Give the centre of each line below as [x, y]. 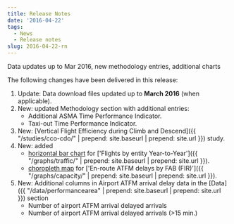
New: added [35, 146]
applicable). [35, 101]
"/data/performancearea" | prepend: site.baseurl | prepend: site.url [124, 191]
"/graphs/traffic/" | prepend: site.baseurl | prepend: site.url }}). [119, 161]
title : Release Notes [39, 14]
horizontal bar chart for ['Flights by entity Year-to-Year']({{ [113, 153]
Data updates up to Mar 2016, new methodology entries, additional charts [114, 66]
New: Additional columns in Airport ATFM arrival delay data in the [112, 183]
